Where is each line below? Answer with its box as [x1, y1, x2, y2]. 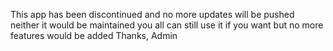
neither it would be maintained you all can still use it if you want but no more [10, 19, 324, 31]
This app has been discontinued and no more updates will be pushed [10, 9, 295, 20]
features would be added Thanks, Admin [10, 30, 178, 41]
